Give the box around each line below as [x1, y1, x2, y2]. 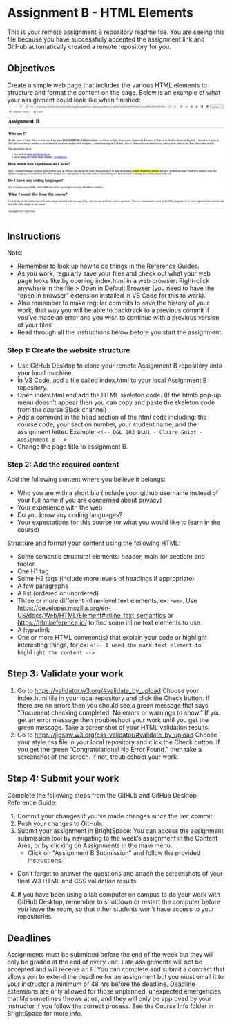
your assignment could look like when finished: [7, 96, 141, 104]
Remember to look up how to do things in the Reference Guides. [17, 262, 200, 271]
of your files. [17, 321, 54, 330]
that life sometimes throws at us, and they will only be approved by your [7, 995, 212, 1003]
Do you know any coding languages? [17, 511, 123, 519]
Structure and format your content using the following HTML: [7, 539, 181, 547]
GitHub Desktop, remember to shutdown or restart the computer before [17, 897, 221, 906]
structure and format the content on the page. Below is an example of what [7, 88, 221, 96]
